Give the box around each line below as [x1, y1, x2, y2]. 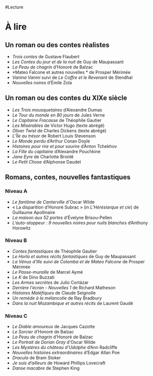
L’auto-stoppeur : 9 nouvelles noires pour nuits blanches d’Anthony [12, 220, 148, 226]
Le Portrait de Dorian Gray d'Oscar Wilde [12, 339, 96, 345]
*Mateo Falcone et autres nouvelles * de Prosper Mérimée [12, 70, 131, 75]
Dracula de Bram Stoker [12, 355, 61, 361]
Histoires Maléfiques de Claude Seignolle [12, 290, 96, 296]
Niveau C [5, 312, 27, 319]
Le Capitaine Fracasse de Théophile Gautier [12, 117, 102, 123]
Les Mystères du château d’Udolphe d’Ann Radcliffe [12, 345, 118, 351]
